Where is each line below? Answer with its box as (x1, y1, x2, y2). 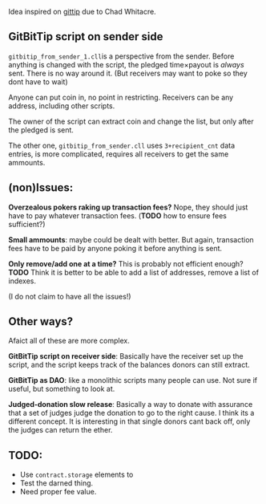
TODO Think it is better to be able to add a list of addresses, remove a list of (8, 267, 259, 277)
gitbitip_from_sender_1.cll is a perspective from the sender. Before (8, 51, 235, 61)
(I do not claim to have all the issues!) (8, 291, 131, 301)
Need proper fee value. (19, 487, 97, 497)
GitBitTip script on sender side (8, 30, 163, 43)
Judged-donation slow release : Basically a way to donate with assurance (8, 400, 253, 409)
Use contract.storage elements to (19, 469, 134, 480)
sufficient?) (8, 219, 46, 229)
